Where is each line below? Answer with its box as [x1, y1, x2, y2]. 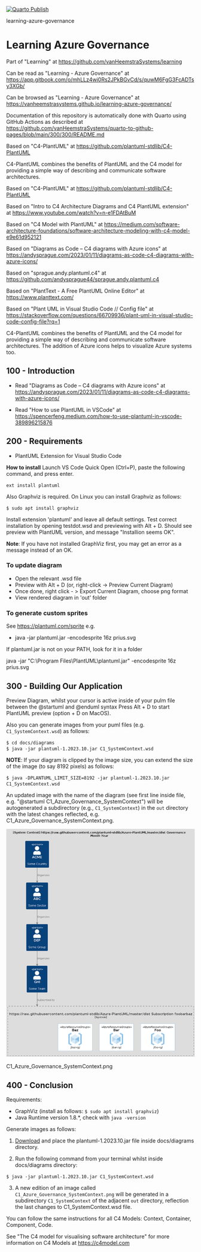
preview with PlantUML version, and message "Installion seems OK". [6, 528, 175, 536]
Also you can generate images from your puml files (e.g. [6, 721, 145, 728]
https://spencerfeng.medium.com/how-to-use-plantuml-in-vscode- [14, 412, 182, 420]
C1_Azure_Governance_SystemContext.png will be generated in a [14, 1191, 169, 1198]
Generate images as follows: [6, 1126, 77, 1133]
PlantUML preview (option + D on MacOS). [6, 709, 111, 716]
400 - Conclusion [6, 1080, 74, 1090]
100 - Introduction [6, 366, 75, 376]
